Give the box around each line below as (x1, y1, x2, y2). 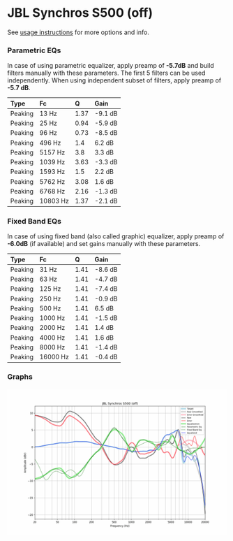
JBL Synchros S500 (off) (7, 5, 153, 21)
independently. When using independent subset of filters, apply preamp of (7, 76, 222, 85)
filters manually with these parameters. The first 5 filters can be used (7, 68, 206, 78)
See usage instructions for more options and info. (7, 28, 150, 36)
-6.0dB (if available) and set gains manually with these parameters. (7, 240, 201, 248)
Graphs (7, 372, 33, 382)
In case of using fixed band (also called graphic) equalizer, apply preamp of (7, 232, 225, 240)
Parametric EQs (7, 45, 61, 55)
